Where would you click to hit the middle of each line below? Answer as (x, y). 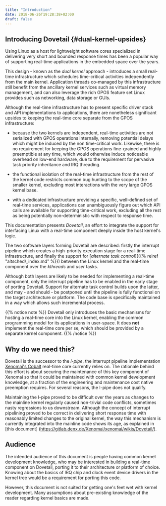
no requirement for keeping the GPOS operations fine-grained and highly (87, 149)
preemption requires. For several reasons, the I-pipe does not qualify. (76, 388)
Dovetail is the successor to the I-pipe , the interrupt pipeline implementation (83, 361)
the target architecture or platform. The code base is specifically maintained (83, 298)
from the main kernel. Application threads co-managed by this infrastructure (83, 82)
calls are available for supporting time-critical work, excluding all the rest (86, 210)
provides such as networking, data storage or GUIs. (58, 98)
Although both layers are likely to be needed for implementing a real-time (80, 276)
